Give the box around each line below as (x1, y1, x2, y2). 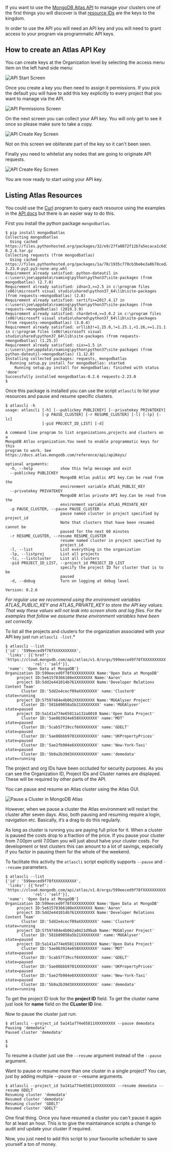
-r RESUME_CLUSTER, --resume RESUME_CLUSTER (10, 533, 106, 539)
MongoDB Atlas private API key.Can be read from (60, 493, 166, 498)
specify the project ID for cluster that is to (60, 565, 164, 570)
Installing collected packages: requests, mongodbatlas (5, 356, 127, 361)
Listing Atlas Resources (5, 191, 82, 200)
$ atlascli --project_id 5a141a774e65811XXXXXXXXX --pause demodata (5, 1020, 155, 1026)
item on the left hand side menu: (5, 64, 73, 71)
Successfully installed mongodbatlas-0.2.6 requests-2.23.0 (5, 374, 137, 379)
